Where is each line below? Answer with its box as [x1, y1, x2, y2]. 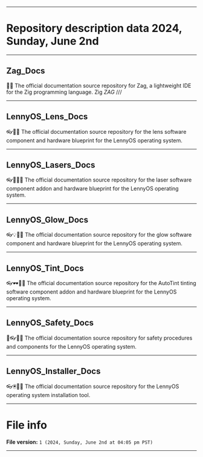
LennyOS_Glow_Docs [6, 214, 89, 225]
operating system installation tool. [6, 391, 91, 398]
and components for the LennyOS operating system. [6, 343, 137, 350]
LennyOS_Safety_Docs [6, 318, 94, 328]
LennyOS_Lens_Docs [6, 111, 88, 122]
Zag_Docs [6, 66, 45, 76]
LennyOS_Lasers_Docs [6, 160, 95, 170]
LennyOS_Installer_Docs [6, 366, 101, 376]
